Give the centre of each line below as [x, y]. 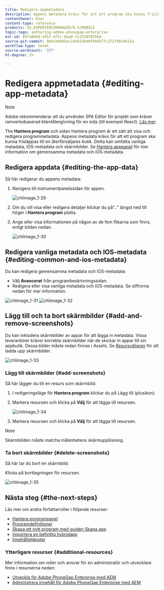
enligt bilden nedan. [32, 227]
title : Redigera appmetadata [35, 10]
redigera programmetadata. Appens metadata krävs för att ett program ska [80, 137]
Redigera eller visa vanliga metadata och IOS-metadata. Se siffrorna [81, 286]
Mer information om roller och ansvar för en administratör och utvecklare [78, 563]
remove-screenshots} [39, 324]
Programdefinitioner [32, 524]
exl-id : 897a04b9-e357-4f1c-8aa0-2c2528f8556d [53, 37]
